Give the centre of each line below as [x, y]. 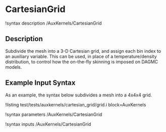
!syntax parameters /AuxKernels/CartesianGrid [54, 114]
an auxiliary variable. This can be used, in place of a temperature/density [81, 56]
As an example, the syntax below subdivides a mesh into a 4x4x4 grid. [79, 95]
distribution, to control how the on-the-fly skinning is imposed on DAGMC [82, 62]
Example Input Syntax [40, 83]
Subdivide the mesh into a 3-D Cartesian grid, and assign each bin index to [83, 51]
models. [14, 67]
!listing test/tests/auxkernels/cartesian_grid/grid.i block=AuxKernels [76, 104]
